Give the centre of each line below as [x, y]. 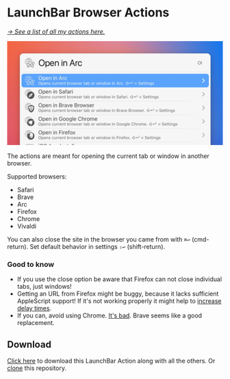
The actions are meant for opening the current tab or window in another [108, 156]
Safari [25, 190]
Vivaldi [26, 226]
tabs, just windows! [44, 287]
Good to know [31, 264]
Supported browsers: [37, 177]
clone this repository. [37, 368]
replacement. [36, 323]
